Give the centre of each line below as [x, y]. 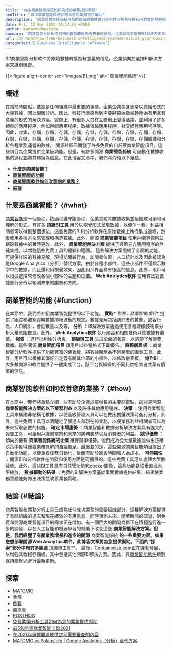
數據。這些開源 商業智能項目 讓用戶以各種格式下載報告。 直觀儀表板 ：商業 [83, 345]
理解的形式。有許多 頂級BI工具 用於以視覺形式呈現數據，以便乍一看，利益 [82, 225]
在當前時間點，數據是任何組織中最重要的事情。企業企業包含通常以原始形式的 [85, 107]
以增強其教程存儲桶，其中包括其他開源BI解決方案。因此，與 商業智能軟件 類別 [85, 554]
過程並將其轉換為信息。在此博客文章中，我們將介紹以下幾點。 [79, 158]
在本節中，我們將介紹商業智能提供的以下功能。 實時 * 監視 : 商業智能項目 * [82, 314]
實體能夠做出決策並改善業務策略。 [45, 479]
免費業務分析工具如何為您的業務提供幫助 [55, 621]
